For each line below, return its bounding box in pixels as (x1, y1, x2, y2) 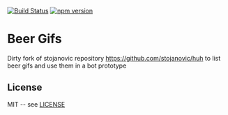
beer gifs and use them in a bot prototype (7, 61, 127, 70)
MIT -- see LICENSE (7, 100, 66, 108)
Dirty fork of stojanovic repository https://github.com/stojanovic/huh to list (7, 54, 221, 62)
